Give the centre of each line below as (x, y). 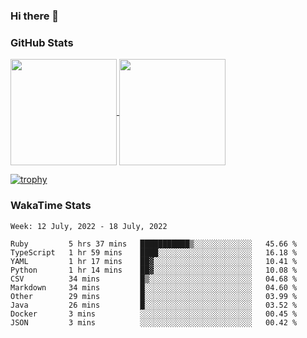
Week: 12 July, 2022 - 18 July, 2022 (89, 226)
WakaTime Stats (51, 206)
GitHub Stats (42, 42)
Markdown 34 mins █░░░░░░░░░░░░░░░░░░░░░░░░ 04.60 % (154, 287)
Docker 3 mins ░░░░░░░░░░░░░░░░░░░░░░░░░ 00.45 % (154, 314)
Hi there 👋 (35, 16)
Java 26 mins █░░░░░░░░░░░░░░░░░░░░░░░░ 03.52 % (154, 305)
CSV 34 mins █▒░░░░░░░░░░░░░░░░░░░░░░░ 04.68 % (154, 279)
